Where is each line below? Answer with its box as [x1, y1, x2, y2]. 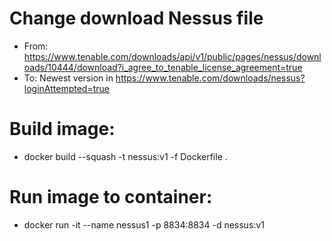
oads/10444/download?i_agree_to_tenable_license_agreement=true [23, 61, 303, 73]
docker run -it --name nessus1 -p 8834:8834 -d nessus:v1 [23, 218, 265, 231]
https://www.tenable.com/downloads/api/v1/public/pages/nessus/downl [23, 50, 322, 62]
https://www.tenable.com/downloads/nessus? [115, 72, 306, 84]
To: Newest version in [23, 72, 114, 84]
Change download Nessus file [9, 7, 264, 30]
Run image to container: [9, 186, 213, 209]
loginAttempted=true [23, 82, 110, 94]
